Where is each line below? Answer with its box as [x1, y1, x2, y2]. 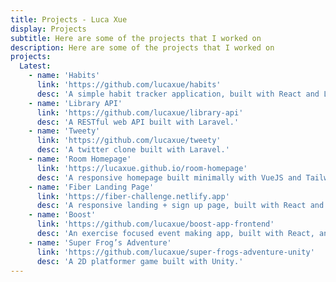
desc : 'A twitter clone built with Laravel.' [36, 145, 230, 155]
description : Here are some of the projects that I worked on [10, 42, 275, 53]
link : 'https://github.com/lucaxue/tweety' [36, 136, 222, 146]
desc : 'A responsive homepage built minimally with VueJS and [36, 172, 302, 183]
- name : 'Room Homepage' [28, 154, 132, 164]
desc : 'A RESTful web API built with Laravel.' [36, 117, 240, 127]
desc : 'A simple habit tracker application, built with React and [36, 89, 320, 99]
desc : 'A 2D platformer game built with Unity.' [36, 256, 244, 266]
